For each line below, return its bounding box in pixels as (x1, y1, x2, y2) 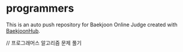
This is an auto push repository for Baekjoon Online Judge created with (6, 21, 178, 28)
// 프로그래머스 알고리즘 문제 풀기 (6, 39, 82, 46)
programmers (6, 2, 74, 15)
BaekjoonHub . (6, 27, 40, 34)
